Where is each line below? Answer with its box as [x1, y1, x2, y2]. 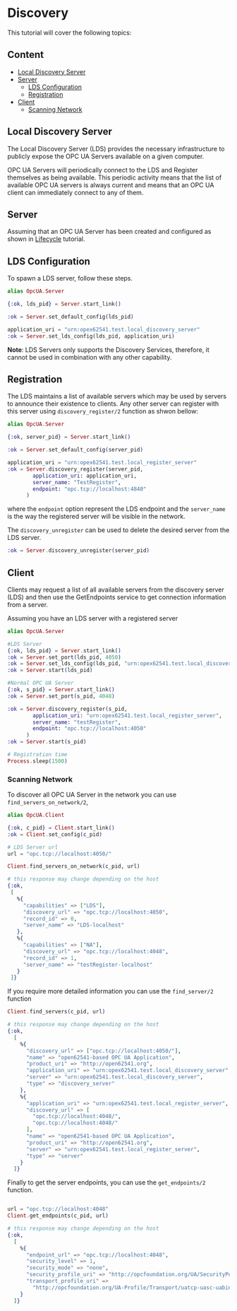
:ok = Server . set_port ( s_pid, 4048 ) [7, 693, 115, 700]
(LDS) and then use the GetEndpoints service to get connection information [7, 592, 226, 601]
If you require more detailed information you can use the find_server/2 [7, 987, 214, 996]
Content [7, 49, 44, 61]
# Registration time [7, 751, 68, 758]
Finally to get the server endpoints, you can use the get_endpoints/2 [7, 1178, 206, 1187]
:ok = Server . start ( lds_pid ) [7, 666, 93, 674]
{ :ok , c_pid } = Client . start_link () [7, 824, 115, 831]
